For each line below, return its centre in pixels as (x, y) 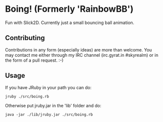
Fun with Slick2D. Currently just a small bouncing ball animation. (70, 23)
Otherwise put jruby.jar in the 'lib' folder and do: (53, 105)
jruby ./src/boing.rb (27, 97)
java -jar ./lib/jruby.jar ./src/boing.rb (49, 114)
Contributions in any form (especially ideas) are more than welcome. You (79, 49)
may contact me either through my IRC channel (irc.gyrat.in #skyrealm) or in (82, 55)
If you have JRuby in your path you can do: (48, 87)
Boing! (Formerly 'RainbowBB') (69, 9)
